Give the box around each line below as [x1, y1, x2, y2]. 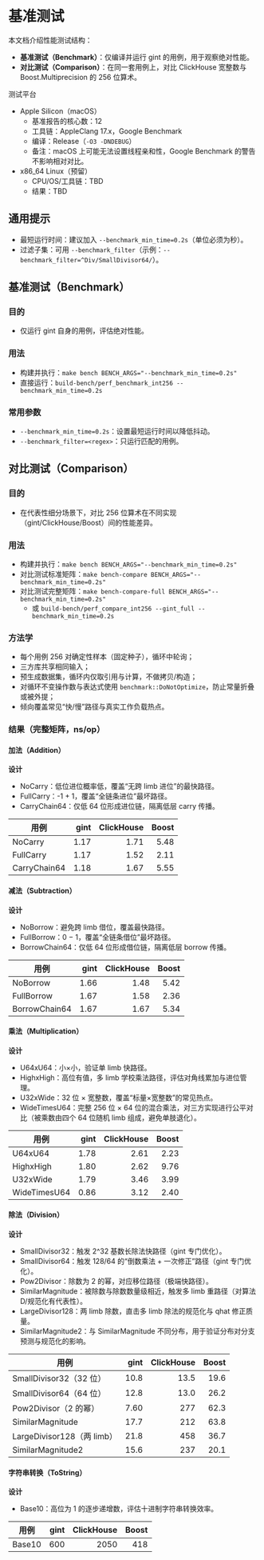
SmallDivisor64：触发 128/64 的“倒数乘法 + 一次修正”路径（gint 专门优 [19, 1257, 251, 1266]
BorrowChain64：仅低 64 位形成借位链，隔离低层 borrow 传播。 [19, 942, 231, 952]
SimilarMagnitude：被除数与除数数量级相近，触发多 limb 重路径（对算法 [19, 1286, 257, 1296]
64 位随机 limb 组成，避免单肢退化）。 [77, 1113, 201, 1122]
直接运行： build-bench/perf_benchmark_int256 [19, 378, 174, 387]
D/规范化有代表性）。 [19, 1297, 88, 1306]
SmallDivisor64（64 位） [12, 1388, 106, 1399]
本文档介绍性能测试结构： [8, 35, 93, 45]
